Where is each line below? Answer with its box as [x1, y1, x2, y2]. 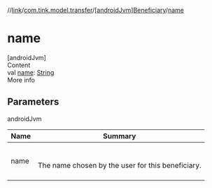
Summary [102, 131, 136, 140]
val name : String [7, 68, 55, 76]
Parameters [7, 96, 59, 108]
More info [7, 75, 36, 84]
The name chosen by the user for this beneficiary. [37, 160, 202, 170]
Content [7, 61, 31, 69]
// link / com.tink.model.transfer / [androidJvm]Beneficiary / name [7, 6, 184, 14]
